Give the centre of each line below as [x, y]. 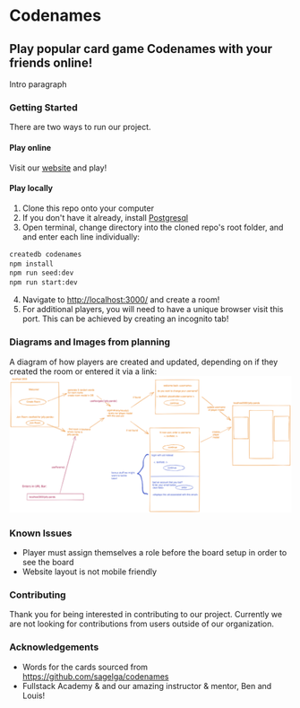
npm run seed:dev [42, 273]
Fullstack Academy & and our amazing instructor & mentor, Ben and [147, 686]
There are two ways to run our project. [80, 127]
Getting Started [43, 107]
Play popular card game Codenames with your [141, 49]
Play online [30, 147]
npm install [31, 264]
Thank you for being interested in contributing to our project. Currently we [146, 615]
